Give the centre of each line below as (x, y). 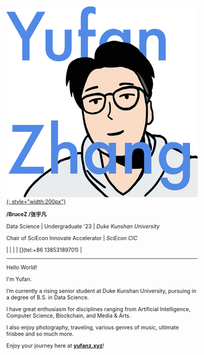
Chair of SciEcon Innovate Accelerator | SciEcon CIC (72, 238)
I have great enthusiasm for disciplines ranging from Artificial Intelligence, (98, 309)
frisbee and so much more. (40, 334)
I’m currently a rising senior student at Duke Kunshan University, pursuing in (101, 291)
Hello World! (22, 267)
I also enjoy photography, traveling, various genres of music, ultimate (93, 327)
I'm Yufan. (19, 279)
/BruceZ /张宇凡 (26, 214)
